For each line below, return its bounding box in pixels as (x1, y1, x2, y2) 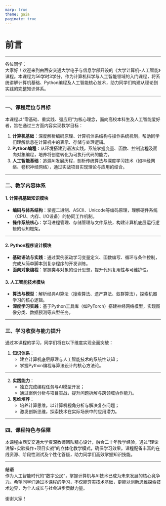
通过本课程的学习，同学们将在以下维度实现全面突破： (5, 339, 114, 346)
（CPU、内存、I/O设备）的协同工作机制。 (12, 213, 97, 219)
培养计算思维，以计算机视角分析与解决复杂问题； (19, 402, 120, 408)
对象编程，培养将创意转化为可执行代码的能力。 (16, 151, 112, 157)
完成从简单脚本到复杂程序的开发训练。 (12, 260, 90, 266)
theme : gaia (5, 12, 30, 17)
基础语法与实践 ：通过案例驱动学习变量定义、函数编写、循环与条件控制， (12, 254, 160, 260)
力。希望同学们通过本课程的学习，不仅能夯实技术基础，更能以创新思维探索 (5, 479, 157, 485)
